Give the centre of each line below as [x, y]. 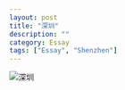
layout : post [33, 17]
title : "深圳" [34, 26]
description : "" [39, 34]
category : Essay [39, 42]
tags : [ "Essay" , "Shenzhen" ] [63, 51]
